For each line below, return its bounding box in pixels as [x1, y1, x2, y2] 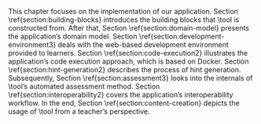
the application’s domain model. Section [8, 31, 138, 41]
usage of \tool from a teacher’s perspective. [8, 107, 150, 116]
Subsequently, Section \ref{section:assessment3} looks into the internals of [8, 74, 253, 82]
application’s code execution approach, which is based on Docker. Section [8, 57, 249, 66]
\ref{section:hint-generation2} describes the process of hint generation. [8, 65, 241, 74]
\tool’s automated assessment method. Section [8, 82, 160, 91]
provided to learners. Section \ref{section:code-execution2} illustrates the [8, 49, 248, 57]
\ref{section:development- [138, 31, 225, 41]
